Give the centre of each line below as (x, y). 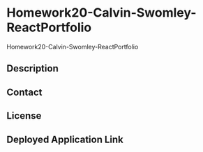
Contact (24, 92)
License (24, 116)
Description (32, 68)
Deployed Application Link (65, 139)
